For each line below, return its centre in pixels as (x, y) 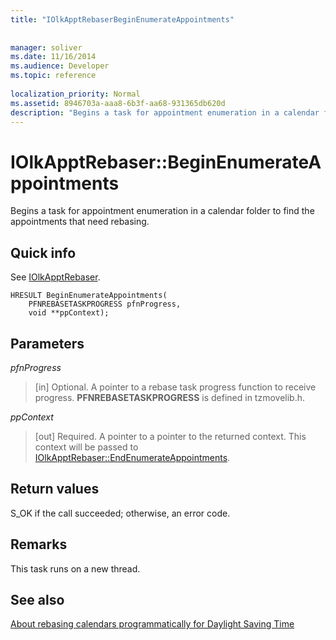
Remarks (39, 544)
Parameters (47, 343)
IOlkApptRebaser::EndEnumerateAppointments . (132, 457)
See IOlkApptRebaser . (55, 277)
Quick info (43, 252)
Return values (55, 489)
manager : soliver (46, 47)
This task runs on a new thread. (75, 568)
